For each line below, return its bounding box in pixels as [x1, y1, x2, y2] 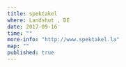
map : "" [7, 43, 30, 50]
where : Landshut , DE [7, 17, 70, 24]
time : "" [7, 29, 33, 37]
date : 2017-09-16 [7, 23, 58, 30]
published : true [7, 50, 54, 57]
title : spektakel [7, 10, 58, 17]
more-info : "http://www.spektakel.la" [7, 36, 120, 43]
